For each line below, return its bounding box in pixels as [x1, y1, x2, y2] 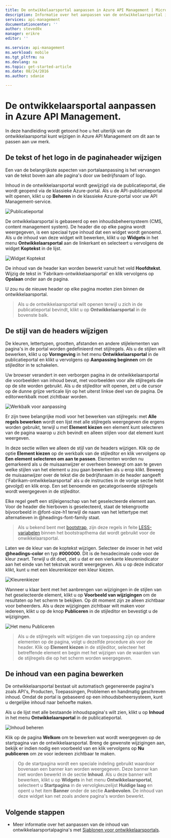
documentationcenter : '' [5, 21, 58, 27]
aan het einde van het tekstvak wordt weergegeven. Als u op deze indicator [5, 561, 164, 567]
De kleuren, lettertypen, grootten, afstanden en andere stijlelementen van [5, 340, 159, 346]
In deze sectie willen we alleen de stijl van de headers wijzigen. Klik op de [5, 445, 160, 451]
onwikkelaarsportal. [17, 535, 60, 541]
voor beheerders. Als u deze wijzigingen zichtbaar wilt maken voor [5, 602, 145, 608]
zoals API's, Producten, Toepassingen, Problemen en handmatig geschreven [5, 689, 166, 695]
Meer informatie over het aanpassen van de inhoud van [12, 822, 129, 828]
